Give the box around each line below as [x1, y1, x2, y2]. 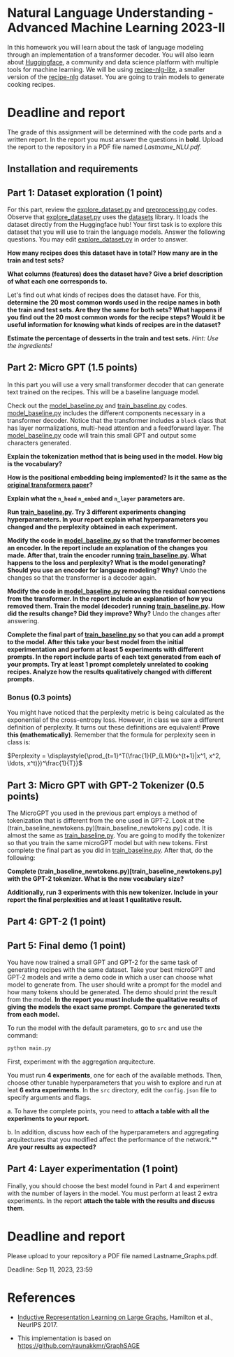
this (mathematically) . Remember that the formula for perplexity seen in [7, 730, 217, 739]
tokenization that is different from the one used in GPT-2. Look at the [7, 816, 205, 824]
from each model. [7, 1010, 60, 1019]
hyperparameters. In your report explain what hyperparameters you [7, 515, 208, 523]
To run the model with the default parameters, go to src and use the [7, 1024, 203, 1032]
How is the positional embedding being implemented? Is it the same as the [7, 473, 227, 481]
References [7, 1290, 75, 1306]
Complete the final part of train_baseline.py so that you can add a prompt [7, 630, 225, 639]
